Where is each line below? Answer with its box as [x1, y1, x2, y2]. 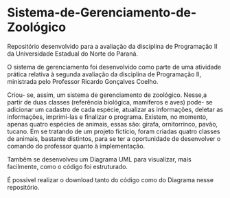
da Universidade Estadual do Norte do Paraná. [7, 49, 139, 58]
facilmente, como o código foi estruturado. [7, 162, 128, 170]
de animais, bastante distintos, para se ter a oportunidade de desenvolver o [7, 134, 221, 142]
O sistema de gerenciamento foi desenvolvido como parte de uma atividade [7, 63, 222, 71]
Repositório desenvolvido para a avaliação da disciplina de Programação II [7, 42, 218, 50]
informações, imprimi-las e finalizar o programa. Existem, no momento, [7, 112, 208, 121]
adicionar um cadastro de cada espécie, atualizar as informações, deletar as [7, 105, 224, 113]
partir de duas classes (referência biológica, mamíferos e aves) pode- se [7, 98, 213, 106]
